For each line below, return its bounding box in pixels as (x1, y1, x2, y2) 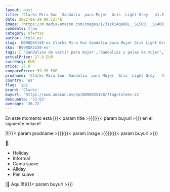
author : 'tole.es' (5, 36, 44, 41)
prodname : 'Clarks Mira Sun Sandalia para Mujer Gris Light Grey (5, 73, 155, 78)
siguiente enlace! (5, 121, 41, 127)
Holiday (12, 150, 29, 156)
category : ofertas (5, 31, 44, 36)
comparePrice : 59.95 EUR (5, 69, 58, 74)
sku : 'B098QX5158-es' (5, 45, 51, 50)
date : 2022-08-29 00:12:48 (5, 17, 62, 22)
